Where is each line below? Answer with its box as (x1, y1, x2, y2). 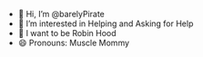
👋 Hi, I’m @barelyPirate (17, 9, 105, 19)
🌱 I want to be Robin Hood (17, 28, 117, 38)
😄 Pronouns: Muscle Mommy (17, 37, 130, 48)
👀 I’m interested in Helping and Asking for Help (17, 18, 194, 29)
